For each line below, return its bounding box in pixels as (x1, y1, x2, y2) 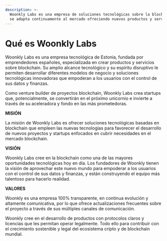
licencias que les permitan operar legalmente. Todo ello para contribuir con (5, 221, 159, 227)
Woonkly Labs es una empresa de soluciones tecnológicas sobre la (9, 12, 150, 17)
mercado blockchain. (5, 136, 48, 142)
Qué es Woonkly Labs (5, 38, 97, 49)
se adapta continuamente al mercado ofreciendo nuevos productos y (9, 16, 153, 21)
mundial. (5, 231, 23, 237)
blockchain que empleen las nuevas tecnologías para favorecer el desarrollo (5, 125, 162, 131)
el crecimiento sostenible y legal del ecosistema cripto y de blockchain (5, 226, 150, 232)
